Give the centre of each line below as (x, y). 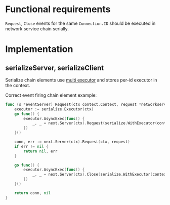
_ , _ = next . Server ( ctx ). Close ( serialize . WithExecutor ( (92, 175)
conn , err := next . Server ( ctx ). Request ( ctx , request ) (72, 142)
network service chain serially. (37, 28)
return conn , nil (33, 193)
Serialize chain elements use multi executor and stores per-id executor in (81, 80)
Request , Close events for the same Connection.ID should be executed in (80, 23)
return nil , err (40, 151)
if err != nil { (32, 146)
